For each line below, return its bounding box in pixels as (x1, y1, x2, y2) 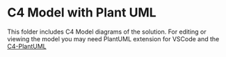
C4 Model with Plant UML (7, 5, 156, 21)
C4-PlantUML (7, 42, 47, 50)
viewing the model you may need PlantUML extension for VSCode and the (7, 34, 220, 43)
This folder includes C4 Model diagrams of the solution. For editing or (7, 27, 207, 36)
